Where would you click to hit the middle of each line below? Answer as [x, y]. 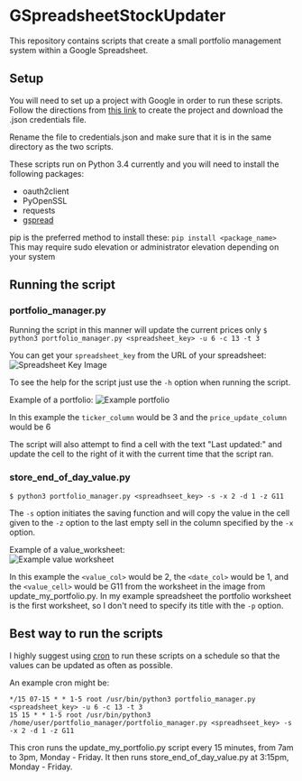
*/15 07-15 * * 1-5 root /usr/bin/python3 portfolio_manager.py [133, 699]
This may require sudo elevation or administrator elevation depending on [144, 247]
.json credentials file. [48, 119]
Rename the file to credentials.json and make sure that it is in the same [141, 137]
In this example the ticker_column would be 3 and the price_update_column [148, 418]
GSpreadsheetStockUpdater [118, 16]
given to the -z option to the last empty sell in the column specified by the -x [151, 522]
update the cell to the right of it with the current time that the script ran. [142, 454]
